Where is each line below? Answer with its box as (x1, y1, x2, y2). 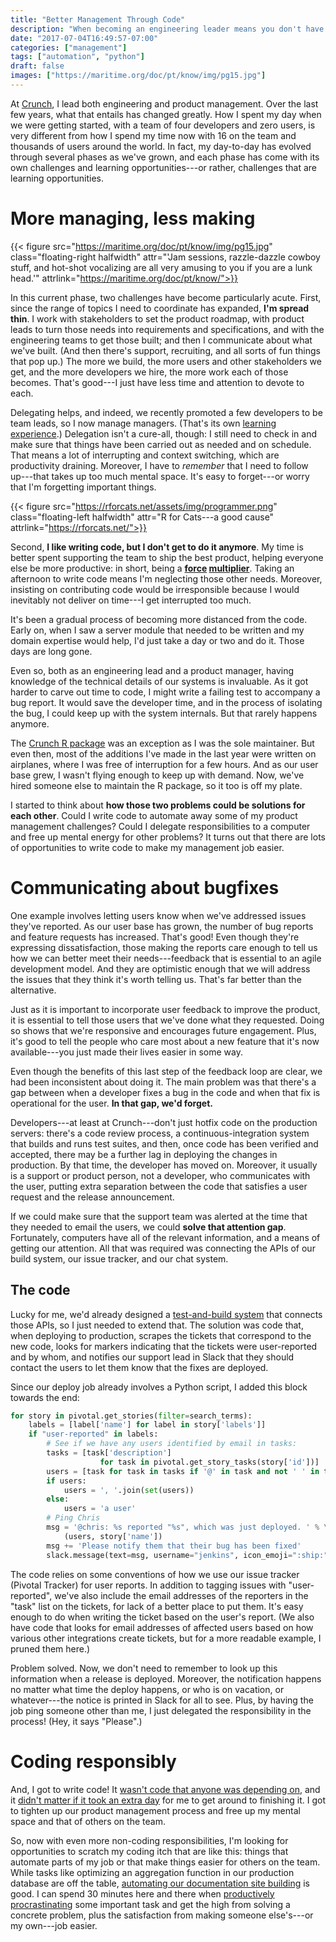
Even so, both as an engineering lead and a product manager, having (10, 664, 295, 676)
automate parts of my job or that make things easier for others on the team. (10, 1856, 321, 1868)
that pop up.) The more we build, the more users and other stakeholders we (10, 355, 322, 367)
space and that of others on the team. (10, 1815, 166, 1827)
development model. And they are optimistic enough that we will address (10, 962, 311, 975)
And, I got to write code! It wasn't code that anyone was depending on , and (10, 1783, 321, 1795)
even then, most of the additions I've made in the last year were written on (10, 747, 317, 760)
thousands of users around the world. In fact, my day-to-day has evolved (10, 140, 312, 152)
